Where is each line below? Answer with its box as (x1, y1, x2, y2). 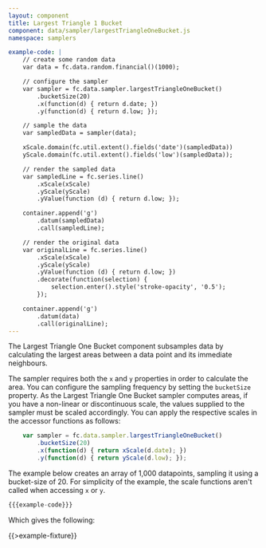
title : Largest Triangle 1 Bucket (8, 19, 123, 27)
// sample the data (22, 121, 88, 130)
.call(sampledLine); (37, 224, 105, 232)
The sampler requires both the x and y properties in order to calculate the (8, 374, 248, 384)
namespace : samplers (8, 34, 77, 42)
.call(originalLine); (37, 320, 109, 328)
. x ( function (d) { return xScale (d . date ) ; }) (37, 447, 187, 455)
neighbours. (8, 358, 48, 368)
